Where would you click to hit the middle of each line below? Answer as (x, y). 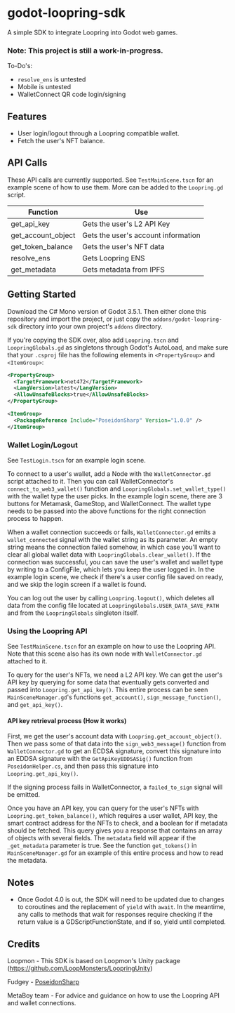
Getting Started (42, 294)
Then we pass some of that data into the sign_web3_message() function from (117, 744)
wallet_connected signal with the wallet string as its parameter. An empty (113, 539)
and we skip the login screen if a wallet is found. (77, 584)
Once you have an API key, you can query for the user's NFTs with (103, 808)
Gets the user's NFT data (123, 246)
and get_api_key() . (35, 705)
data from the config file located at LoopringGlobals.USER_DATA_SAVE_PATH (113, 605)
